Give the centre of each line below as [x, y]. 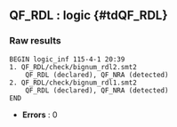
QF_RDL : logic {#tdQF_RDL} [88, 16]
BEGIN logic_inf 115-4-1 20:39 [67, 59]
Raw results [36, 41]
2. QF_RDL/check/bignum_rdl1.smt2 [73, 83]
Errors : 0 [40, 115]
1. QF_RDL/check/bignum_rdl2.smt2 [73, 67]
